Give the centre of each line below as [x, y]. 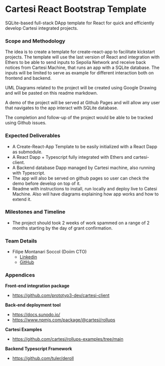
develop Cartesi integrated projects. [41, 28]
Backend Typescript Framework [39, 349]
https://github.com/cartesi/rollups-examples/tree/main [68, 339]
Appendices [20, 275]
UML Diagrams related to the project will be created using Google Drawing [81, 88]
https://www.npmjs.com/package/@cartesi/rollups [64, 320]
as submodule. [27, 152]
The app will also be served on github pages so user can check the [81, 178]
